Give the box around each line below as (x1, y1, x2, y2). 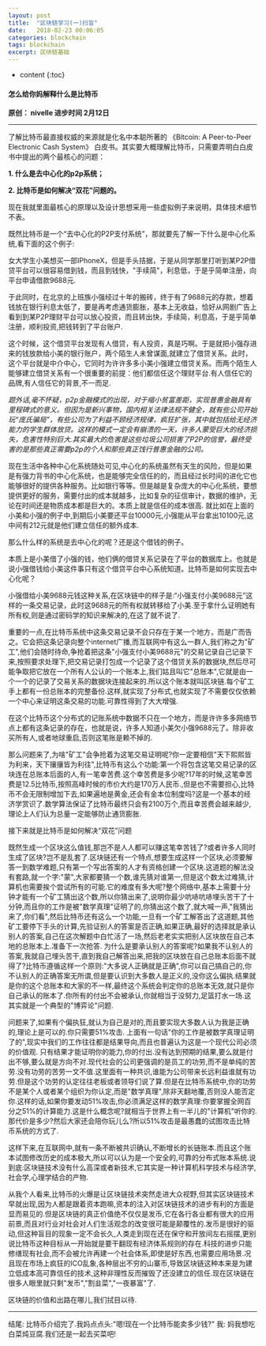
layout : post (8, 11, 51, 20)
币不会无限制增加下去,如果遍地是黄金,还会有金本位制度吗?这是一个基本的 (8, 790, 245, 799)
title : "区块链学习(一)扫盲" (8, 19, 99, 27)
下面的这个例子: (24, 239, 75, 249)
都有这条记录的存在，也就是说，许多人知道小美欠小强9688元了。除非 (21, 723, 247, 733)
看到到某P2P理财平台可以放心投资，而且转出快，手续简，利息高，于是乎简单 (8, 312, 257, 322)
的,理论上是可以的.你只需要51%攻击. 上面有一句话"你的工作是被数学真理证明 (8, 1027, 255, 1037)
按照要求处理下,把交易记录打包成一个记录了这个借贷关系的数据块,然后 (17, 657, 243, 666)
